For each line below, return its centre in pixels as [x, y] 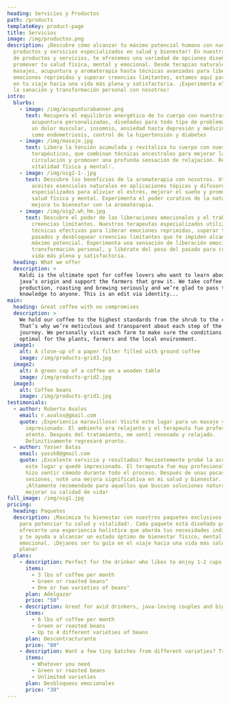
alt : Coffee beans [46, 390]
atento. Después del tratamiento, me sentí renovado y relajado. [120, 434]
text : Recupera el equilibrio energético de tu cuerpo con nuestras [125, 115]
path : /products [30, 20]
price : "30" [42, 690]
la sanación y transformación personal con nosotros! [91, 90]
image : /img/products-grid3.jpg [65, 358]
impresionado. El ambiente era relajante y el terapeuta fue [114, 428]
